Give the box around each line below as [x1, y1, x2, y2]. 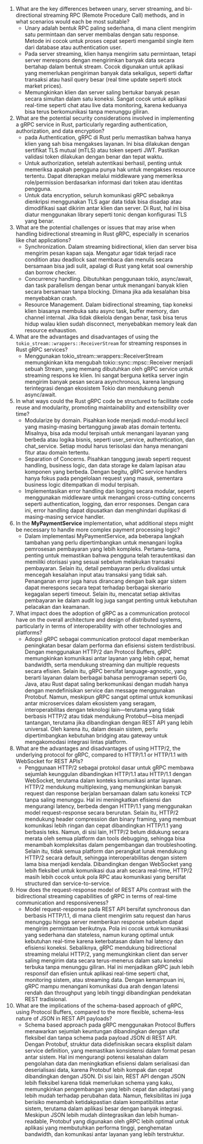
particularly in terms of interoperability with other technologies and [15, 623, 182, 630]
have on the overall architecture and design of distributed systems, [15, 616, 182, 623]
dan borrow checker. [24, 269, 77, 276]
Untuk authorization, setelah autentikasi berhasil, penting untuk [24, 160, 182, 166]
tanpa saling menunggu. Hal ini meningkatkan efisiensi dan [24, 796, 172, 803]
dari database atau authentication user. [24, 44, 123, 51]
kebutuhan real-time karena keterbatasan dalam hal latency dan [24, 938, 184, 945]
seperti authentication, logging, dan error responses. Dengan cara [24, 501, 190, 507]
